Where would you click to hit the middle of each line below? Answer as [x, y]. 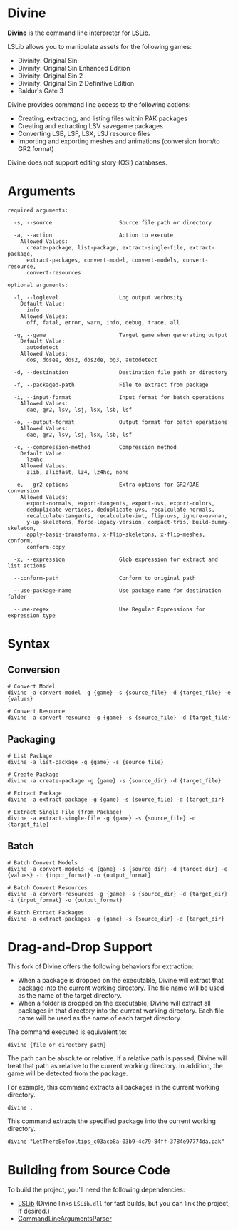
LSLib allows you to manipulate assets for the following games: [100, 46]
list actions [27, 565]
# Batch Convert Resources [47, 888]
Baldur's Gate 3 [41, 91]
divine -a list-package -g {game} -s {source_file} [86, 762]
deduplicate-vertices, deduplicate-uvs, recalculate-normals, [120, 510]
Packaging [31, 739]
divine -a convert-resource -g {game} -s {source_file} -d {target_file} [119, 718]
